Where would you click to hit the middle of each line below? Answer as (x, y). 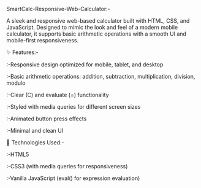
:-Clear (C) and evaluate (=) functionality (58, 95)
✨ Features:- (22, 52)
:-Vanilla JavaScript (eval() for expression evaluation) (73, 178)
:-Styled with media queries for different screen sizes (74, 107)
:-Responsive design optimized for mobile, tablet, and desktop (85, 65)
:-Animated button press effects (47, 119)
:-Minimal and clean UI (35, 131)
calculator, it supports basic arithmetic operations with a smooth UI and (97, 34)
